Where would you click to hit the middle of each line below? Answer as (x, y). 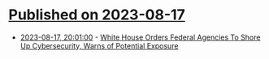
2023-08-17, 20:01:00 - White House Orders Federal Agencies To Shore (140, 37)
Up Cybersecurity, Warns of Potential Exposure (99, 45)
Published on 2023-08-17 (97, 15)
